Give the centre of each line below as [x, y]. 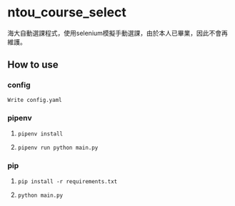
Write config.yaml [35, 100]
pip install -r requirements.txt [67, 182]
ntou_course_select [67, 12]
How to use [33, 65]
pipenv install [40, 134]
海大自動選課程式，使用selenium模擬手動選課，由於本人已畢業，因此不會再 [118, 33]
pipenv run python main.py [58, 148]
